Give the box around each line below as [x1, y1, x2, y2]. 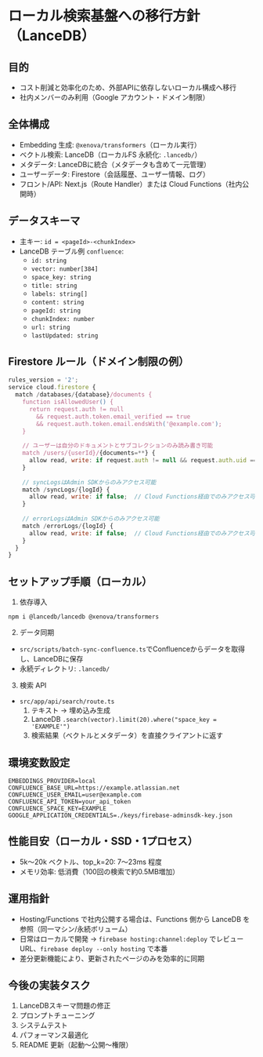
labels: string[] [31, 290, 88, 298]
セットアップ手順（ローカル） [8, 574, 153, 589]
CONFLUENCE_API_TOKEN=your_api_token [8, 797, 131, 805]
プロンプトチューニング [19, 1011, 95, 1020]
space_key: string [31, 273, 92, 281]
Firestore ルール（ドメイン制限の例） [8, 355, 189, 369]
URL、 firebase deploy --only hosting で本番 [19, 943, 168, 953]
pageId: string [31, 307, 81, 315]
